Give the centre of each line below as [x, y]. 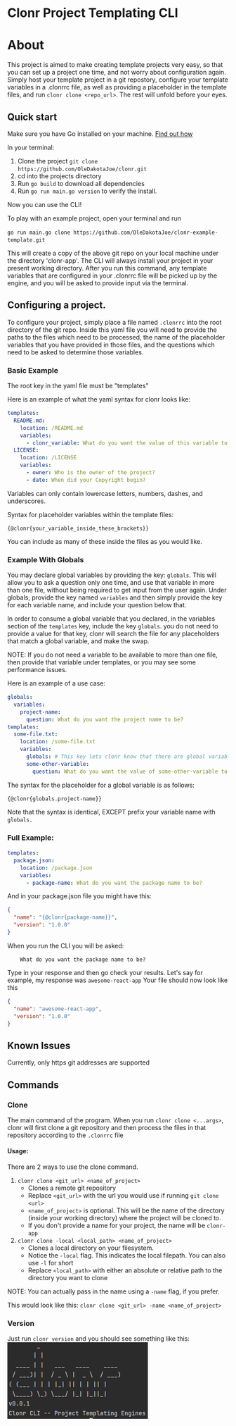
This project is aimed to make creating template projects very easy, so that [115, 65]
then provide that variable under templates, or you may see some [102, 662]
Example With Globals [46, 559]
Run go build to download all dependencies [81, 183]
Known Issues [39, 1045]
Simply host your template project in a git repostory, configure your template [118, 80]
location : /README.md [51, 428]
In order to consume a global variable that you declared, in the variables [111, 619]
